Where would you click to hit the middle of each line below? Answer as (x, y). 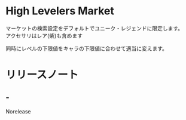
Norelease (18, 111)
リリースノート (42, 75)
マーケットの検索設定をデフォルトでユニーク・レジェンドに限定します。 (94, 28)
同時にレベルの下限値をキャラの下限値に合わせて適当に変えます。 (87, 48)
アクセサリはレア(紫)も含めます (44, 36)
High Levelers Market (60, 11)
